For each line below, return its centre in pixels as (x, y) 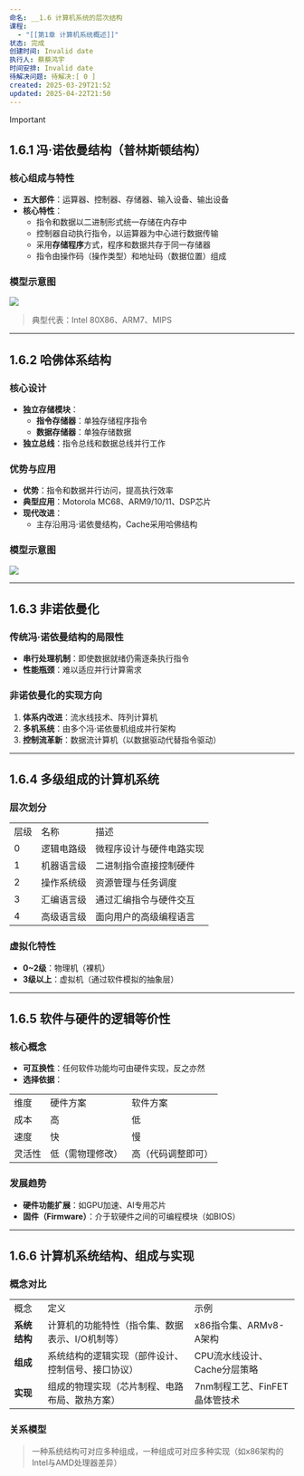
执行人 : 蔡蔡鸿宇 (37, 60)
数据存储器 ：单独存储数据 (84, 432)
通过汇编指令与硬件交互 (146, 900)
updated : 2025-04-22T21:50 (60, 93)
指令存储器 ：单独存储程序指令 (91, 421)
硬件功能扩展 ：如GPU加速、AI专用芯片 (95, 1204)
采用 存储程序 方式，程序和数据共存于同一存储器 (123, 244)
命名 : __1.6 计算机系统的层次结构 (66, 18)
